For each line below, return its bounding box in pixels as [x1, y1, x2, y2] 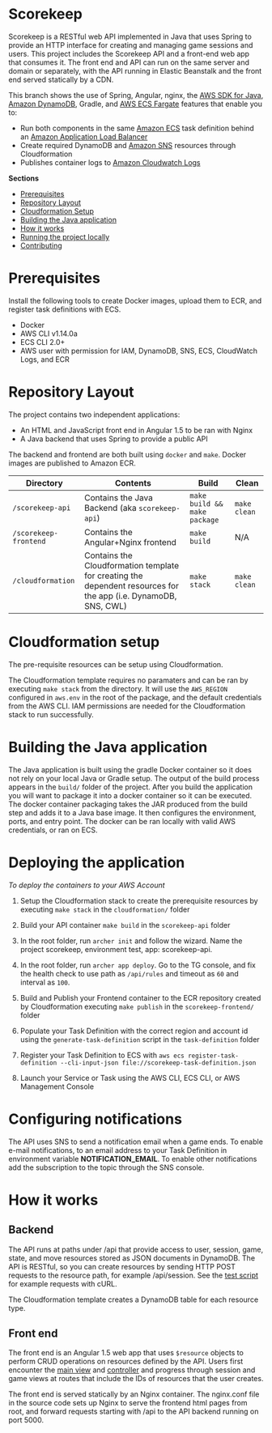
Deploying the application [8, 853, 185, 871]
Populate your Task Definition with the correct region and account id [19, 1026, 249, 1035]
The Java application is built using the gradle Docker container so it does [8, 764, 253, 774]
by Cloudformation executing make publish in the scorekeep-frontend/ [19, 1001, 254, 1011]
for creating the [84, 570, 143, 581]
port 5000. [8, 1415, 45, 1425]
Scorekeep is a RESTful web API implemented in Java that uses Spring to [8, 32, 253, 41]
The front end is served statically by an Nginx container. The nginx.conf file [8, 1389, 260, 1399]
